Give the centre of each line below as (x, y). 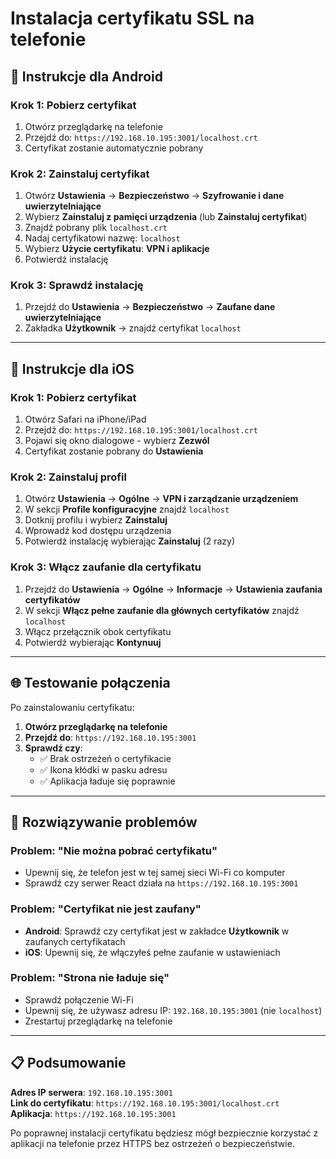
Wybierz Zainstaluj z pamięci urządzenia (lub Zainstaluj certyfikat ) (166, 217)
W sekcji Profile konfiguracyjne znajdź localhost (127, 509)
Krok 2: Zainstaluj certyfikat (80, 174)
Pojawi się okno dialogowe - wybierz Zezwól (117, 441)
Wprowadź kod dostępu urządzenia (98, 531)
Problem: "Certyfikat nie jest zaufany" (106, 909)
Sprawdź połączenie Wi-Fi (79, 999)
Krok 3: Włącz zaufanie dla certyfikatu (106, 567)
